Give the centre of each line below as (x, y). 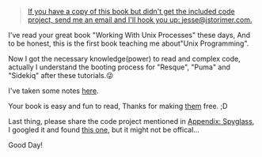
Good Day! (26, 145)
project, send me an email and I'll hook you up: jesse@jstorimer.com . (140, 20)
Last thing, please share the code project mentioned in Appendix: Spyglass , (131, 121)
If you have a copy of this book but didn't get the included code (131, 11)
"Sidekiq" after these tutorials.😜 (61, 75)
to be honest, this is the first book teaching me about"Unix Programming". (129, 43)
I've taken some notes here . (53, 91)
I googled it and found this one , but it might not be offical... (104, 130)
